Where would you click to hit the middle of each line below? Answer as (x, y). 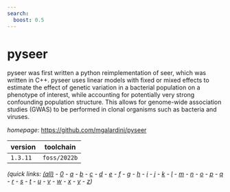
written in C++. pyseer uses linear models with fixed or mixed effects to (108, 81)
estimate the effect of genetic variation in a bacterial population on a (104, 87)
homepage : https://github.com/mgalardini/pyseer (77, 130)
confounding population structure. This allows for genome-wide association (114, 102)
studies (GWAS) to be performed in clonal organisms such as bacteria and (112, 109)
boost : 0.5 (29, 20)
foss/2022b (60, 158)
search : (18, 13)
